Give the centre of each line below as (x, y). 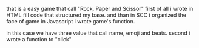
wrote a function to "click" (39, 39)
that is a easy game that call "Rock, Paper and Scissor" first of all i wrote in (100, 9)
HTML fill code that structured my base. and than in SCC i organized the (96, 15)
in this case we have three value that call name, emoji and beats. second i (98, 33)
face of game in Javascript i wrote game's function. (71, 21)
